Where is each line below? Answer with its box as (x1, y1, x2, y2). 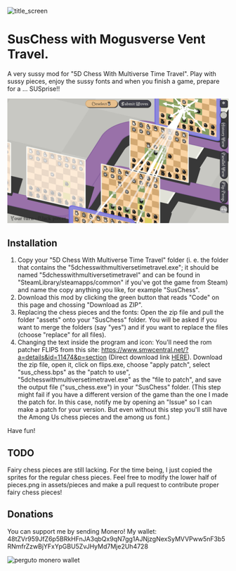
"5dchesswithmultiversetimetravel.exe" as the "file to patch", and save (17, 375, 222, 384)
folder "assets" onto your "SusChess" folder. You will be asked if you (17, 315, 217, 324)
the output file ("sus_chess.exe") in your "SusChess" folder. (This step (17, 383, 221, 391)
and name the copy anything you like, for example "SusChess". (17, 286, 200, 294)
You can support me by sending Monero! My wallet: (7, 527, 157, 535)
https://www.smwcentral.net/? (101, 346, 189, 354)
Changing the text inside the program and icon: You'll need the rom (17, 338, 212, 346)
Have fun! (7, 427, 36, 435)
